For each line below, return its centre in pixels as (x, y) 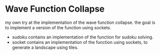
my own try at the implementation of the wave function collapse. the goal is (80, 22)
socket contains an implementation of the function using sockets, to (80, 42)
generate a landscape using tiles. (45, 47)
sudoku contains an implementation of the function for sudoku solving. (83, 37)
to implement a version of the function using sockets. (58, 27)
